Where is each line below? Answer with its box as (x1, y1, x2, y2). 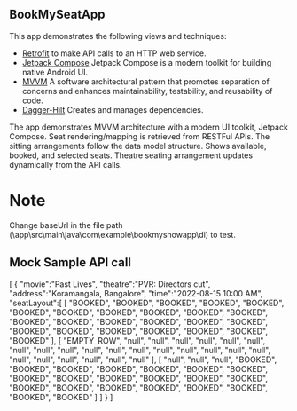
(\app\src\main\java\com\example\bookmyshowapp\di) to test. (9, 229, 237, 240)
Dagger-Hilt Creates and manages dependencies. (21, 104, 204, 115)
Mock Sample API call (9, 255, 131, 270)
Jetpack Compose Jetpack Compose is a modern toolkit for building (21, 57, 272, 67)
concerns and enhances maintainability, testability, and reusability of (21, 85, 273, 96)
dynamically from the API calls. (9, 159, 122, 170)
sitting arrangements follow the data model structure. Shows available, (9, 140, 267, 151)
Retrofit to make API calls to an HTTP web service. (21, 48, 207, 59)
